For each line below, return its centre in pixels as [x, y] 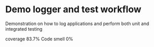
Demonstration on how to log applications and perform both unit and [77, 24]
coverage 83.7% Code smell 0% [39, 39]
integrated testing [24, 29]
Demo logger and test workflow [73, 9]
